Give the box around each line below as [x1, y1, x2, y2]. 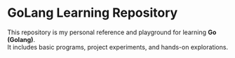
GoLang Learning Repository [7, 5, 178, 21]
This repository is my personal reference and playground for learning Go [7, 28, 217, 36]
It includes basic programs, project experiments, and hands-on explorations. [7, 43, 229, 51]
